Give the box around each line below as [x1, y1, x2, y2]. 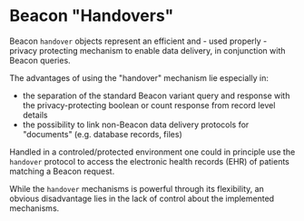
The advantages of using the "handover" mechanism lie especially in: [9, 72, 270, 83]
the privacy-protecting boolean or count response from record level [22, 99, 276, 110]
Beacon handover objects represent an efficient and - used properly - [9, 35, 268, 46]
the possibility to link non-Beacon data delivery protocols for [22, 119, 250, 130]
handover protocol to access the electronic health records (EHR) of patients [9, 156, 290, 166]
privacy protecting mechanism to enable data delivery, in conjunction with [9, 45, 286, 55]
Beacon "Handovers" [9, 5, 174, 26]
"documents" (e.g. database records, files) [22, 128, 183, 139]
